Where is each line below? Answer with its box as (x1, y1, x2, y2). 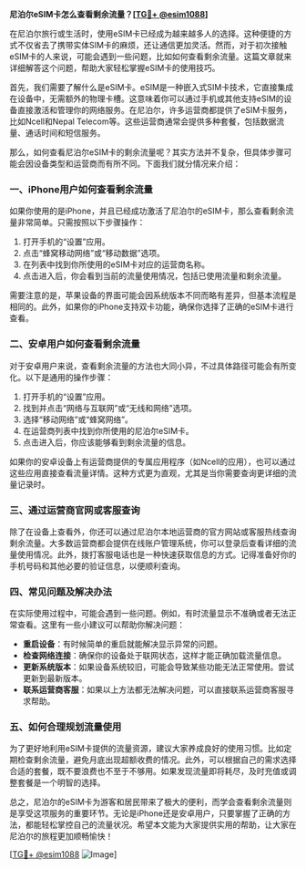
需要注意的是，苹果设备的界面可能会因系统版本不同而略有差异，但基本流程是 (9, 290, 297, 301)
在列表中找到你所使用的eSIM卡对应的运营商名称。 (22, 259, 210, 270)
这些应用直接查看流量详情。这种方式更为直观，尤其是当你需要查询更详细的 (9, 467, 289, 478)
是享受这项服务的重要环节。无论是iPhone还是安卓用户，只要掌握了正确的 (9, 808, 283, 819)
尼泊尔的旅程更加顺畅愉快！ (9, 831, 114, 842)
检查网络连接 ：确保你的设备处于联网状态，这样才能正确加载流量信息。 (22, 650, 287, 661)
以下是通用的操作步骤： (25, 371, 114, 382)
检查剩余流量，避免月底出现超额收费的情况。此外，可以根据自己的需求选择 (16, 754, 297, 765)
